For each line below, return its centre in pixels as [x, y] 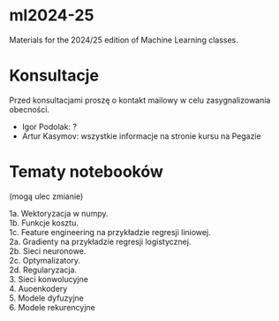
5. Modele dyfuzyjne [46, 298]
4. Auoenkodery [38, 288]
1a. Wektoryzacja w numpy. [59, 213]
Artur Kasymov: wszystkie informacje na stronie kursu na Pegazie [142, 136]
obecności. [30, 109]
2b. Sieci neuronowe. [48, 251]
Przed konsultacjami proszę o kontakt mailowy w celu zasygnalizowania [140, 100]
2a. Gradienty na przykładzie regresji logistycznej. [100, 241]
